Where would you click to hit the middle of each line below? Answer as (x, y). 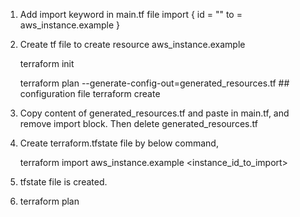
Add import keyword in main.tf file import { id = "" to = (131, 14)
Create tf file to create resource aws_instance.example (132, 44)
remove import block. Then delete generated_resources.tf (138, 123)
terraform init (47, 63)
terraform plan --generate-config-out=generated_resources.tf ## (154, 83)
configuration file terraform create (90, 93)
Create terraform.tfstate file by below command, (119, 143)
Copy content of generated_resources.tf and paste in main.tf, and (154, 113)
